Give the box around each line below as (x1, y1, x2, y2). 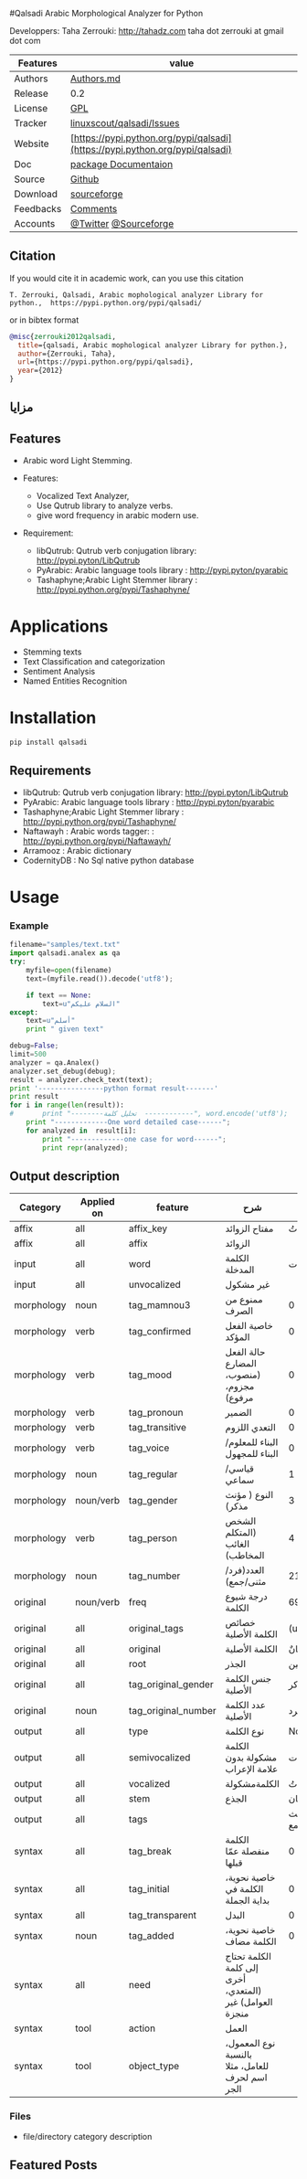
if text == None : (26, 991, 92, 1000)
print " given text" (26, 1025, 104, 1034)
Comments (69, 203, 118, 215)
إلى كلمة (225, 1961, 259, 1974)
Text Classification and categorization (22, 656, 166, 667)
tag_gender (128, 1494, 178, 1507)
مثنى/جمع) (225, 1576, 267, 1589)
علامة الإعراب (225, 1763, 279, 1776)
